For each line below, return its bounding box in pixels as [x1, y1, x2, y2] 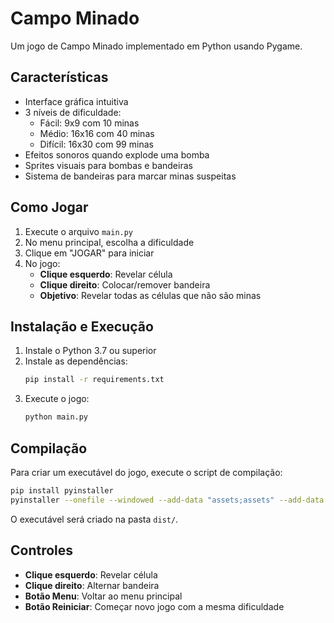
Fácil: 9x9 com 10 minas [39, 117, 140, 129]
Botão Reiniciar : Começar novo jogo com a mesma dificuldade [24, 600, 285, 612]
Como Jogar [10, 199, 89, 216]
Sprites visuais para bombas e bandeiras [24, 159, 193, 171]
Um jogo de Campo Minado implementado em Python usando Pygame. [10, 40, 303, 52]
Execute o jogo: [24, 393, 90, 405]
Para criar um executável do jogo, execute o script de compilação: [10, 466, 283, 478]
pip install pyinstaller [10, 485, 114, 496]
